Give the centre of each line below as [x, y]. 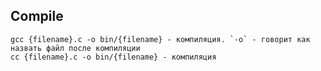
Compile [37, 16]
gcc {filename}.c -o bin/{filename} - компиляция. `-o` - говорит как [160, 39]
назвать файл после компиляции [75, 48]
